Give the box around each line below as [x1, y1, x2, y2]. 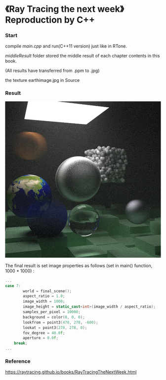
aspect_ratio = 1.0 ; [23, 294, 65, 299]
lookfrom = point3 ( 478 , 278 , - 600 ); [23, 320, 98, 325]
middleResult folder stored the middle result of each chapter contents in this [5, 53, 160, 59]
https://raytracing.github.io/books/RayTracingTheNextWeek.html [5, 369, 137, 375]
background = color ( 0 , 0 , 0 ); [23, 315, 85, 319]
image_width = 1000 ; [23, 299, 65, 304]
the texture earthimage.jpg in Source [5, 77, 80, 83]
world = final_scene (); [23, 288, 72, 294]
